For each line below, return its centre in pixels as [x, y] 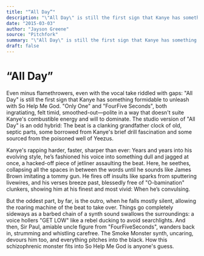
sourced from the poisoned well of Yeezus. [60, 138]
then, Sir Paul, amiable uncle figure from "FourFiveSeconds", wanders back [101, 227]
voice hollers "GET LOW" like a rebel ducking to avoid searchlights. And [96, 220]
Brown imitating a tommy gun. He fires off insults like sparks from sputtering [102, 176]
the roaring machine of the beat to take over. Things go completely [90, 207]
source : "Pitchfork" [32, 35]
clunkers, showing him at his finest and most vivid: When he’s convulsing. [98, 189]
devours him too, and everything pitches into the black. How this [87, 240]
